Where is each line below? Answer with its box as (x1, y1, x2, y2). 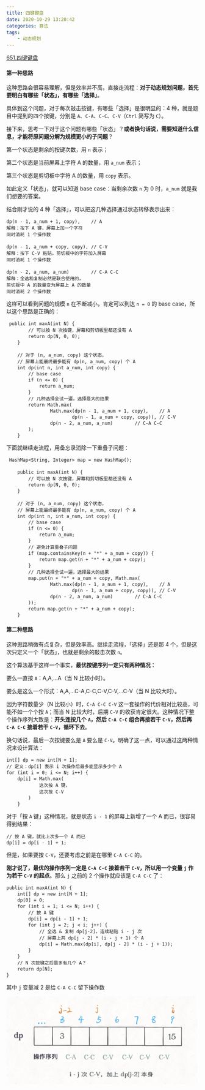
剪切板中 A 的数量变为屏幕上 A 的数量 (6, 282, 92, 288)
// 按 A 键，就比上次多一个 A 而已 (6, 833, 86, 840)
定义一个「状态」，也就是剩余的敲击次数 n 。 (16, 648, 126, 655)
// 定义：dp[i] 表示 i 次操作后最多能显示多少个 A (6, 763, 122, 770)
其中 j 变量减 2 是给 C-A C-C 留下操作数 (6, 983, 105, 991)
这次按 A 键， (38, 782, 70, 788)
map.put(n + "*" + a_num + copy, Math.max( (28, 576, 140, 582)
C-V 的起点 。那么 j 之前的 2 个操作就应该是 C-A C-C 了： (23, 871, 164, 879)
